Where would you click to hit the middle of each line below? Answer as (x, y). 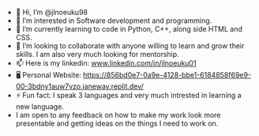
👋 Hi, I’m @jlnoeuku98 (52, 12)
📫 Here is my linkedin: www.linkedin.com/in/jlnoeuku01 (106, 63)
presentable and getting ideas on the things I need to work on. (117, 123)
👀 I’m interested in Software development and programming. (114, 21)
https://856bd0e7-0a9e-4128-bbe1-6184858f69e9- (167, 75)
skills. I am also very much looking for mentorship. (97, 54)
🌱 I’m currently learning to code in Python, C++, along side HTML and (129, 29)
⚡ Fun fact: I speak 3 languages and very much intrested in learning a (129, 95)
